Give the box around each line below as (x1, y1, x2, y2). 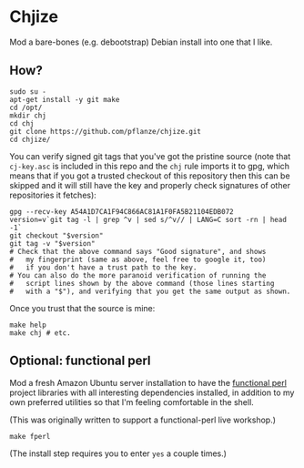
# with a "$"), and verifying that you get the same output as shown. (9, 287, 291, 296)
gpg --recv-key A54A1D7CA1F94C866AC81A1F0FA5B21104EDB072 (9, 207, 234, 216)
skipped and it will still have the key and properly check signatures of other (9, 179, 291, 190)
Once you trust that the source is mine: (9, 302, 156, 313)
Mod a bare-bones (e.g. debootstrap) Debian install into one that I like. (9, 36, 273, 47)
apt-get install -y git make (9, 95, 120, 104)
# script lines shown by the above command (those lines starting (9, 279, 275, 288)
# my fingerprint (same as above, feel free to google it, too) (9, 255, 267, 264)
